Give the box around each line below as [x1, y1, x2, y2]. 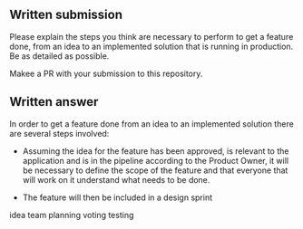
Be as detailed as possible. [9, 50, 110, 62]
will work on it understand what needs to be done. [22, 174, 210, 185]
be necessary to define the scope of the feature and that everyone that [22, 165, 288, 176]
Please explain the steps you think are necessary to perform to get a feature [9, 31, 294, 42]
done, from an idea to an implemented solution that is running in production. [9, 41, 294, 52]
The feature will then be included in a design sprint [22, 192, 213, 203]
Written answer [9, 94, 99, 110]
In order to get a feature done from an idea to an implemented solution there [9, 118, 295, 129]
